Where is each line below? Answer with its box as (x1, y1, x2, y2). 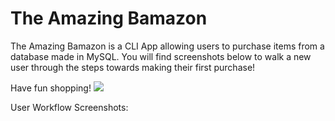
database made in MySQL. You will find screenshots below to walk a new (10, 50, 312, 62)
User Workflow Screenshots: (10, 101, 129, 113)
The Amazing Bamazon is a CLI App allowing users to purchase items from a (10, 40, 325, 52)
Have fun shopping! (10, 82, 92, 94)
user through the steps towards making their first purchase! (10, 61, 256, 73)
